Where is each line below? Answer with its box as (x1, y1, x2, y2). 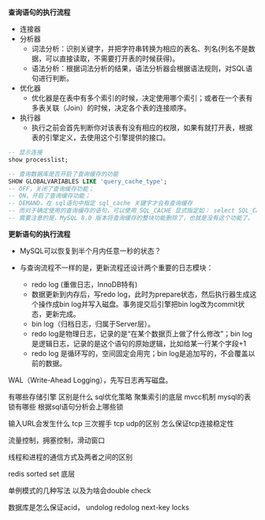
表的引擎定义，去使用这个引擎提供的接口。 (31, 133, 170, 142)
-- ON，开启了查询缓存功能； (8, 192, 91, 200)
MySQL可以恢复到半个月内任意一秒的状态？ (19, 245, 162, 256)
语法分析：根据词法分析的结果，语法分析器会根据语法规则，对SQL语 (31, 64, 253, 73)
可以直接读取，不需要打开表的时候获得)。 (45, 54, 180, 63)
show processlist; (8, 155, 69, 163)
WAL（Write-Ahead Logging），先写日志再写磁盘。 (8, 375, 173, 384)
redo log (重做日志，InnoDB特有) (31, 279, 138, 289)
